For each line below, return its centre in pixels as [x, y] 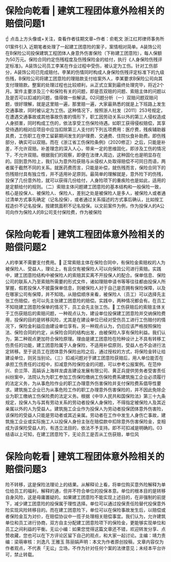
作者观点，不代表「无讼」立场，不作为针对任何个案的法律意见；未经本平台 [83, 548]
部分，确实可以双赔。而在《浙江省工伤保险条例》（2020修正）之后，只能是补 [85, 142]
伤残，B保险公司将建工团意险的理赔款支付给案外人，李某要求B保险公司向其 [84, 78]
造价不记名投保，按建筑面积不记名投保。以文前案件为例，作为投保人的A [85, 206]
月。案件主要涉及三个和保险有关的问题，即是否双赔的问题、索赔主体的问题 [83, 91]
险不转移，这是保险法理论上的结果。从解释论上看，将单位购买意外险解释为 [83, 484]
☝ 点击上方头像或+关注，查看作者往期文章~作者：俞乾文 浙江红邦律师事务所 [85, 39]
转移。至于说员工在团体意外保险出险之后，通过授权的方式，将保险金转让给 [88, 351]
